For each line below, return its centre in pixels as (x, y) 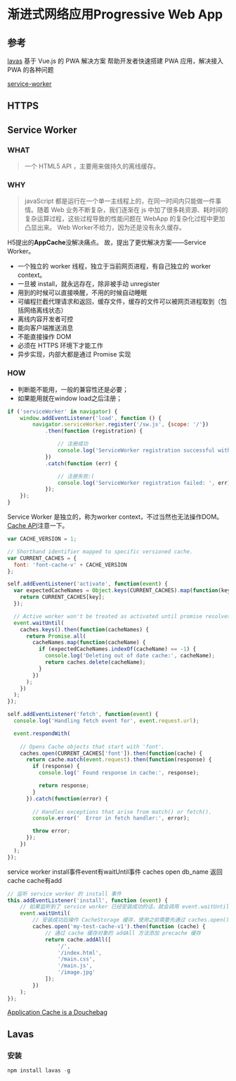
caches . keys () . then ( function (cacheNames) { (85, 629)
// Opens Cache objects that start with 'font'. (92, 747)
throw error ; (52, 831)
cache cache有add (34, 880)
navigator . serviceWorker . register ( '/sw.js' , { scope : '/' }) (121, 425)
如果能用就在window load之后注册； (70, 398)
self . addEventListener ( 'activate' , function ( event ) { (88, 584)
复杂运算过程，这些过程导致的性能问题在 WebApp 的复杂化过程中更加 (125, 218)
